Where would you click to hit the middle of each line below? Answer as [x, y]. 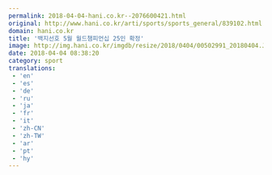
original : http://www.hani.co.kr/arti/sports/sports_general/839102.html [136, 23]
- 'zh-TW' [28, 135]
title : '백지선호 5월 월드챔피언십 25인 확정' [76, 38]
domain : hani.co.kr [41, 31]
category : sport [36, 61]
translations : [32, 69]
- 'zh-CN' [28, 128]
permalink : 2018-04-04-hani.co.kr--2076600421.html [97, 16]
